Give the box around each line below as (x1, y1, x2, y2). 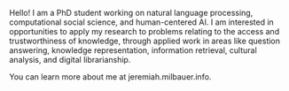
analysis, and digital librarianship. (9, 55, 131, 64)
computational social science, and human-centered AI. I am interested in (9, 17, 275, 27)
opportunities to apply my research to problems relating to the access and (9, 27, 280, 36)
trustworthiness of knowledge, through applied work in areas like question (9, 35, 281, 46)
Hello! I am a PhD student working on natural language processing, (9, 8, 254, 18)
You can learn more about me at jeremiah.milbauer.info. (9, 72, 212, 82)
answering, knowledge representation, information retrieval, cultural (9, 45, 257, 56)
